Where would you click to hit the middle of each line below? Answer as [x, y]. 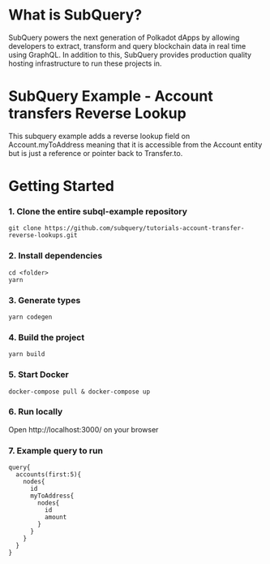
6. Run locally [36, 412]
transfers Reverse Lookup [97, 113]
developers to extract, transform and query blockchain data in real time [127, 46]
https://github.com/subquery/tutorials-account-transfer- [144, 228]
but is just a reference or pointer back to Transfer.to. [96, 153]
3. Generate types [45, 300]
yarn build [27, 354]
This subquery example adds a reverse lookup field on [99, 136]
